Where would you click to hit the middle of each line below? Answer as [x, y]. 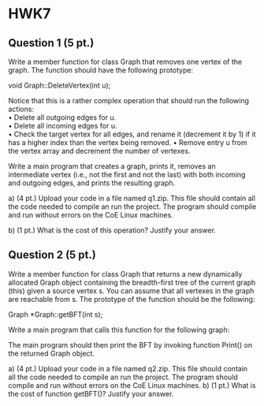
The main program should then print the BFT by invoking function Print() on [130, 345]
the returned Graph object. [51, 353]
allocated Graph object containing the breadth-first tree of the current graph [132, 282]
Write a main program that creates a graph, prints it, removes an [112, 166]
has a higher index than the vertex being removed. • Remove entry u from [128, 142]
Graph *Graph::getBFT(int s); [56, 314]
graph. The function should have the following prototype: [101, 70]
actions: [21, 109]
